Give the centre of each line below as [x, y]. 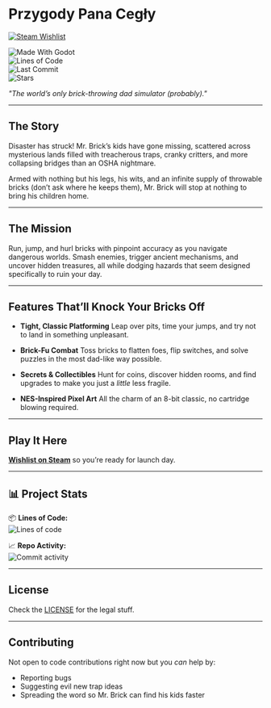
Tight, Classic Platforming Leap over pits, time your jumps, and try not [138, 326]
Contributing [41, 643]
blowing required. [49, 408]
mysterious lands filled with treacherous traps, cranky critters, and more [128, 154]
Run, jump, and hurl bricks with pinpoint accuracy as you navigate [118, 248]
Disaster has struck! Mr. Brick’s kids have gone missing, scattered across [130, 145]
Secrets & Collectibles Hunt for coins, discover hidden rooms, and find [138, 375]
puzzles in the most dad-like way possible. [91, 359]
